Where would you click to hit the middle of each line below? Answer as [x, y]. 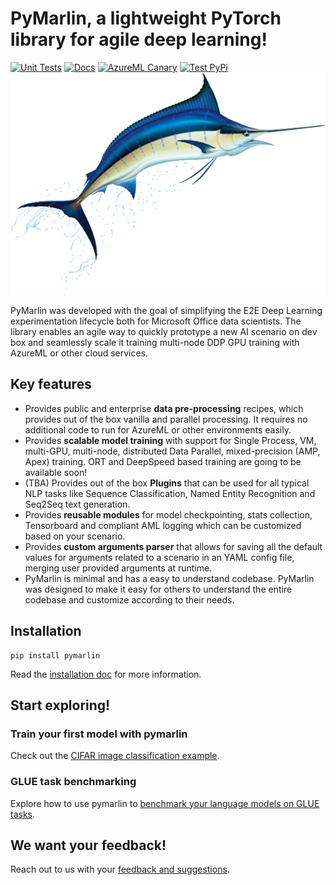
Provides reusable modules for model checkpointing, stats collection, [168, 514]
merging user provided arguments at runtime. [118, 568]
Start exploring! [60, 705]
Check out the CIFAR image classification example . [115, 756]
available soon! [56, 472]
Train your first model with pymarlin [99, 734]
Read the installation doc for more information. [106, 674]
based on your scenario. [75, 536]
